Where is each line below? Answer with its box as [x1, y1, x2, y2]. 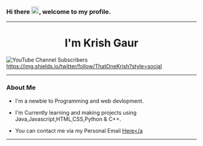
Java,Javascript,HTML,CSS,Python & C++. [14, 115, 121, 122]
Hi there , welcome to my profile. [6, 7, 111, 16]
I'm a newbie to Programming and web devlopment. [14, 97, 144, 104]
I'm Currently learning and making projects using [14, 109, 137, 116]
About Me [6, 83, 36, 92]
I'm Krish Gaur [64, 36, 139, 50]
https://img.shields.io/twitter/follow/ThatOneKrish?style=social [6, 63, 162, 70]
